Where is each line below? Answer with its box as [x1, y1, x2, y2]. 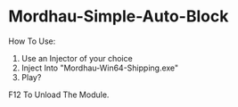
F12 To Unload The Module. [8, 89, 110, 100]
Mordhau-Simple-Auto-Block [8, 6, 229, 27]
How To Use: [8, 36, 56, 46]
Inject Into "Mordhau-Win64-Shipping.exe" [21, 62, 179, 73]
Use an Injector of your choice [21, 53, 133, 63]
